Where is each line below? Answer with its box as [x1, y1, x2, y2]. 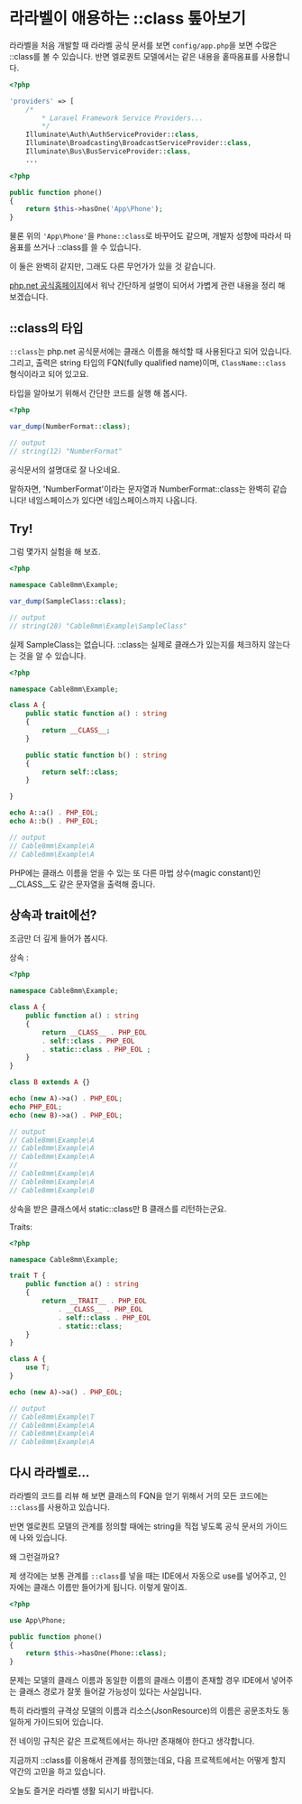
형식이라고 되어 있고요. [9, 369, 89, 379]
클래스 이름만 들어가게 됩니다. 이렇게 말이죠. [32, 1581, 188, 1592]
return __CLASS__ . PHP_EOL [41, 1027, 147, 1037]
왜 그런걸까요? [9, 1551, 60, 1561]
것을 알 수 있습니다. [18, 650, 87, 661]
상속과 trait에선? [9, 907, 97, 923]
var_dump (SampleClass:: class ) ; [9, 597, 127, 606]
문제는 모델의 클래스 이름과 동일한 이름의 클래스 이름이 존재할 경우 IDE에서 [9, 1675, 270, 1686]
